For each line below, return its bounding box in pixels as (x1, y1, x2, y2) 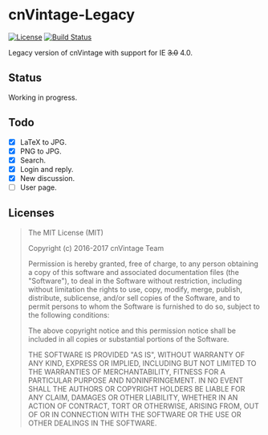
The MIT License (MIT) (27, 228, 104, 237)
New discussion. (19, 173, 75, 183)
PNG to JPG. (19, 146, 62, 156)
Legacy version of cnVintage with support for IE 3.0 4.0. (8, 47, 193, 57)
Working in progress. (8, 92, 78, 102)
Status (8, 71, 43, 85)
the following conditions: (27, 310, 110, 319)
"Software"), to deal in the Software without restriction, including (27, 276, 242, 285)
